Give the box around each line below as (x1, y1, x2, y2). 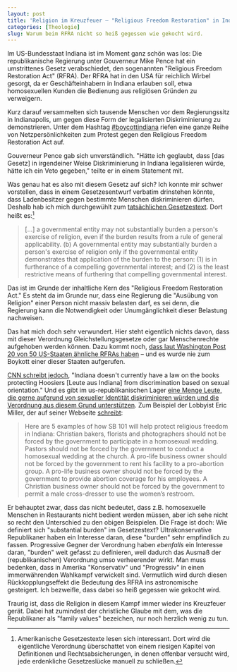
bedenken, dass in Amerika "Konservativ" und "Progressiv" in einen (7, 563, 205, 571)
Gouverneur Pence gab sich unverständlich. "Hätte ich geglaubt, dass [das (7, 152, 225, 160)
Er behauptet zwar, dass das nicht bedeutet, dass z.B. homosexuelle (7, 503, 206, 511)
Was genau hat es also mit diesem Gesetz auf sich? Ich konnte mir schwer (7, 181, 224, 189)
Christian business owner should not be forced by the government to (24, 482, 225, 490)
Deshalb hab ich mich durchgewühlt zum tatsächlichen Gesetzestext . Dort (7, 202, 223, 212)
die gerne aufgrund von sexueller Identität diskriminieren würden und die (7, 393, 219, 402)
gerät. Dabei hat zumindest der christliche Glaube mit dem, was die (7, 606, 203, 615)
